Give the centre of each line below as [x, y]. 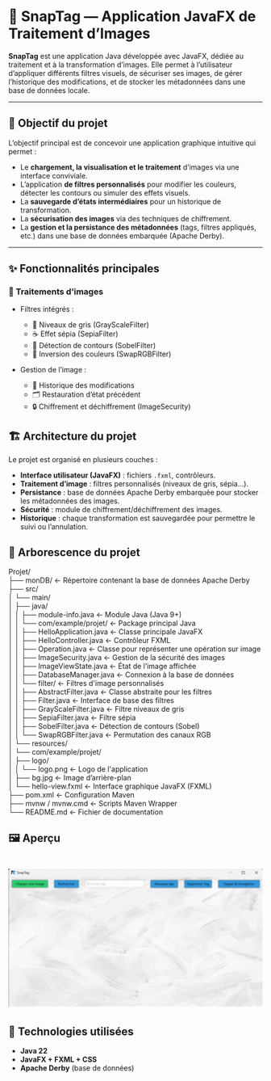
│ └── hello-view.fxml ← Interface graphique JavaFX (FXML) [110, 786]
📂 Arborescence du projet [74, 552]
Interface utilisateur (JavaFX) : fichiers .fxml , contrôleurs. [118, 475]
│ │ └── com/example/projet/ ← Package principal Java [102, 623]
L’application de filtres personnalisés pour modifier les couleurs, [128, 184]
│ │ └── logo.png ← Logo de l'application [78, 769]
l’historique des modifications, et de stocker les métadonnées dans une [127, 82]
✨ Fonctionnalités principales [84, 269]
